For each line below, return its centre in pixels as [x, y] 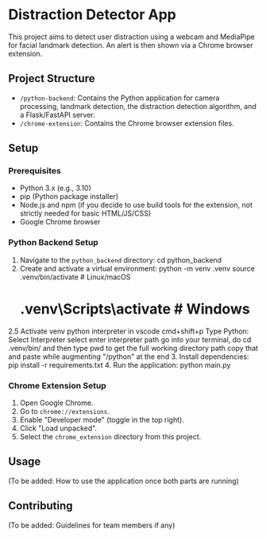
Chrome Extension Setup [58, 385]
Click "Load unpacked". [58, 428]
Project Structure [52, 78]
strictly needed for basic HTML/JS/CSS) [85, 213]
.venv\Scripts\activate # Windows [135, 309]
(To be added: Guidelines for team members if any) [92, 525]
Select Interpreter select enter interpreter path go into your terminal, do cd [130, 339]
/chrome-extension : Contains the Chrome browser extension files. [127, 123]
